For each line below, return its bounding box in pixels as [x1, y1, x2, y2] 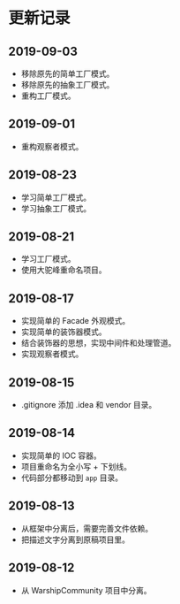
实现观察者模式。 [20, 348, 84, 359]
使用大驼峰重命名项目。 [20, 264, 107, 275]
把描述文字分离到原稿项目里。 [20, 534, 130, 545]
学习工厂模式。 [20, 254, 76, 264]
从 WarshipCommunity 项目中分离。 [20, 585, 152, 595]
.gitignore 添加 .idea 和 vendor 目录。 [20, 400, 157, 410]
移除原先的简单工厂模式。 [20, 68, 115, 79]
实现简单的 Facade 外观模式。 [20, 316, 131, 326]
